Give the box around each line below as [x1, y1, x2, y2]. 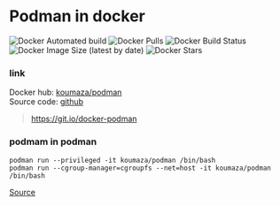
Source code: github [9, 96, 84, 107]
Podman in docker [9, 6, 146, 27]
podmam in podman [9, 135, 97, 148]
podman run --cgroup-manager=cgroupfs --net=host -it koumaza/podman [9, 164, 272, 172]
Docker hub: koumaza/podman [9, 87, 122, 98]
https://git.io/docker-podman [30, 113, 137, 125]
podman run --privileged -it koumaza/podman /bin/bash [9, 156, 216, 164]
